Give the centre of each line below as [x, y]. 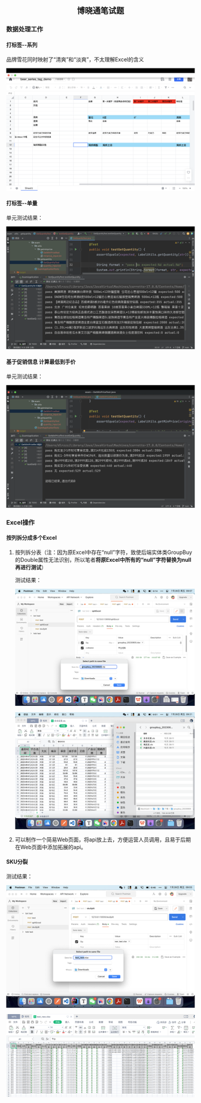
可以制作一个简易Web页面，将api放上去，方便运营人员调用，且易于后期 [103, 840]
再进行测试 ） [31, 567]
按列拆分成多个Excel [31, 538]
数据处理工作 [25, 29]
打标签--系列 [22, 44]
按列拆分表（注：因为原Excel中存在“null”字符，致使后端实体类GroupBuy [103, 552]
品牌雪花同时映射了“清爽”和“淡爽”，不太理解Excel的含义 [75, 59]
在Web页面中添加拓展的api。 [51, 847]
